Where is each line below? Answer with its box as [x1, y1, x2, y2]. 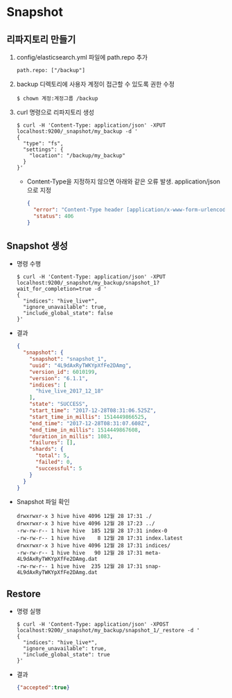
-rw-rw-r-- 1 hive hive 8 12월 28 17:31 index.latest [16, 535, 183, 542]
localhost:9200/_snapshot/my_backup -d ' [16, 128, 138, 135]
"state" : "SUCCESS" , [29, 401, 89, 408]
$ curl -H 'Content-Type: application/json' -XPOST [16, 621, 169, 628]
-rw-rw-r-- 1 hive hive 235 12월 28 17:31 [16, 563, 143, 570]
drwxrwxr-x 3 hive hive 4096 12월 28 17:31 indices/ [16, 542, 171, 549]
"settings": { [23, 146, 64, 153]
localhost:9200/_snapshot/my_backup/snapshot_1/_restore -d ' [16, 627, 200, 634]
